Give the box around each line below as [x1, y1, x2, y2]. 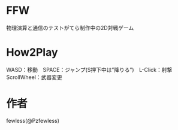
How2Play [6, 46, 58, 59]
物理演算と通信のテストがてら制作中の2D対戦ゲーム [6, 24, 134, 31]
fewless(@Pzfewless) [6, 117, 60, 124]
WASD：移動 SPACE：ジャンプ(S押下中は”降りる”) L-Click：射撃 [6, 66, 173, 73]
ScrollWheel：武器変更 [6, 73, 62, 81]
